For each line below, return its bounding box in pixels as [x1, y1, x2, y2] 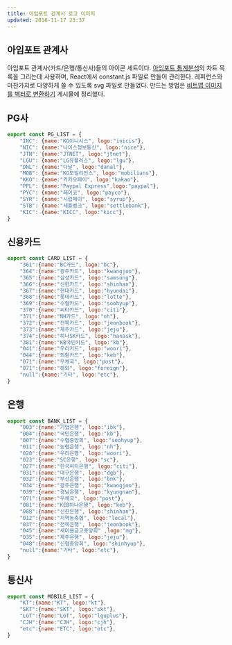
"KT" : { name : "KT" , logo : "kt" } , [19, 599, 107, 607]
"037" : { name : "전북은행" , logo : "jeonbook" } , [19, 521, 141, 528]
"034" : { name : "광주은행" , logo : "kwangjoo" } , [19, 482, 141, 489]
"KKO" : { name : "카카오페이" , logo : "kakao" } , [19, 177, 140, 183]
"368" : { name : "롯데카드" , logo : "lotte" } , [19, 293, 132, 301]
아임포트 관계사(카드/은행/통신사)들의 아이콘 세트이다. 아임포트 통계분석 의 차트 [7, 64, 218, 72]
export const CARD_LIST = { [7, 255, 89, 262]
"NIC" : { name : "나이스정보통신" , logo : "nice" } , [19, 144, 147, 151]
